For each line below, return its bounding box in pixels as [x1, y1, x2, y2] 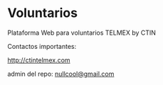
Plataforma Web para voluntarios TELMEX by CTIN [7, 28, 157, 37]
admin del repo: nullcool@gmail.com [7, 69, 115, 78]
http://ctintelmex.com [7, 55, 70, 64]
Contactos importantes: [7, 42, 77, 50]
